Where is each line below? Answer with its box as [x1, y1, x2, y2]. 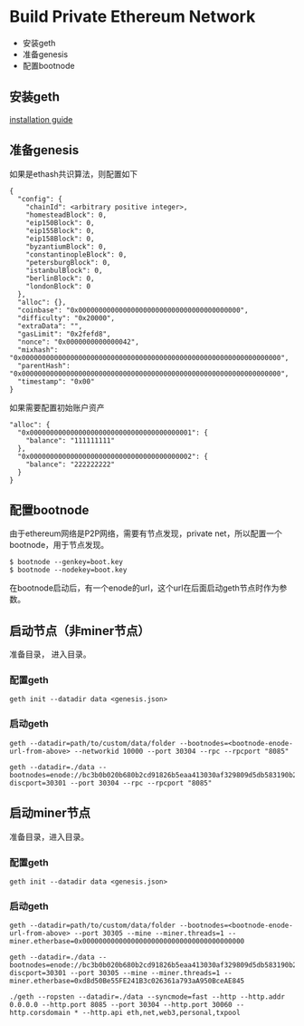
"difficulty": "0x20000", [17, 313, 116, 323]
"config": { [17, 194, 63, 203]
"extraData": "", [17, 321, 83, 330]
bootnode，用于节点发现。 [9, 540, 109, 551]
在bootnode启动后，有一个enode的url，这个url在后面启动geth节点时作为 [9, 582, 280, 593]
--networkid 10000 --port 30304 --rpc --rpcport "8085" [73, 747, 290, 756]
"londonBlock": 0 [25, 281, 91, 291]
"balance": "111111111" [25, 435, 116, 445]
